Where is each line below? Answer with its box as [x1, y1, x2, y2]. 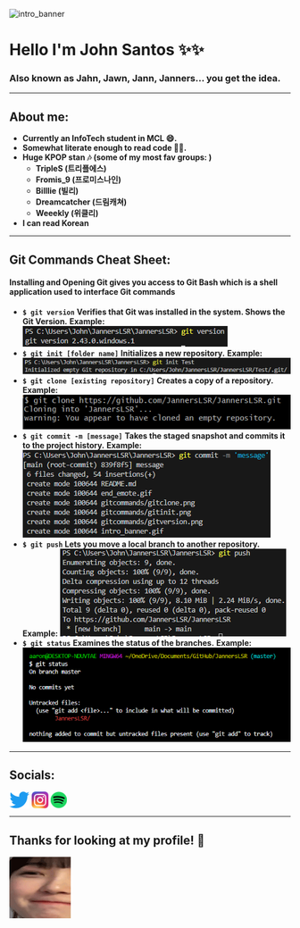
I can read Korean [21, 218, 89, 229]
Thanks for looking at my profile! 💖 [9, 832, 205, 848]
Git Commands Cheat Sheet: [9, 252, 171, 267]
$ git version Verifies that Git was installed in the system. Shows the [21, 306, 286, 317]
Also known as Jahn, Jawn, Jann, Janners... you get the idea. [9, 72, 281, 85]
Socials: [9, 768, 55, 783]
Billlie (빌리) [35, 186, 79, 196]
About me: [9, 109, 70, 124]
